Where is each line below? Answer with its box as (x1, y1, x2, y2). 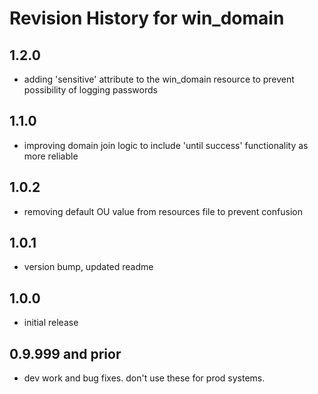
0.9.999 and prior (9, 345, 122, 362)
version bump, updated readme (23, 261, 154, 273)
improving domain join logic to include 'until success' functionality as (23, 139, 309, 151)
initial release (23, 317, 79, 329)
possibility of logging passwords (23, 84, 158, 96)
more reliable (23, 150, 79, 162)
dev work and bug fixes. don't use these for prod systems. (23, 372, 266, 384)
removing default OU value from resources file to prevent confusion (23, 205, 303, 217)
